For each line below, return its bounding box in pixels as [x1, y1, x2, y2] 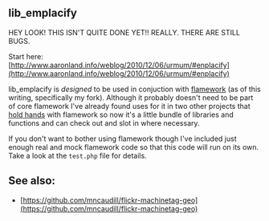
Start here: [8, 51, 44, 61]
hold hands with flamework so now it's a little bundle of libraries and [8, 110, 234, 119]
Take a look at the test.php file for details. [8, 151, 147, 160]
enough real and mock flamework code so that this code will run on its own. [8, 142, 259, 151]
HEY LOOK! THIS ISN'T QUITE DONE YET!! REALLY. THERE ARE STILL [8, 27, 241, 37]
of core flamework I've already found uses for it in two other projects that [8, 101, 251, 110]
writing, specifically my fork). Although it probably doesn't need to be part [8, 92, 254, 102]
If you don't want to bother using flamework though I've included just [8, 134, 237, 143]
